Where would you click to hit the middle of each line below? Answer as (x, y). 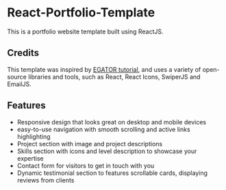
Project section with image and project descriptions (90, 144)
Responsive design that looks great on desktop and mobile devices (112, 122)
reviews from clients (46, 180)
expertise (30, 158)
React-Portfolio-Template (81, 13)
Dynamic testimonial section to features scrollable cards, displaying (112, 173)
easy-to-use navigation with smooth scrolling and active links (103, 129)
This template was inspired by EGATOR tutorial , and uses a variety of (104, 69)
